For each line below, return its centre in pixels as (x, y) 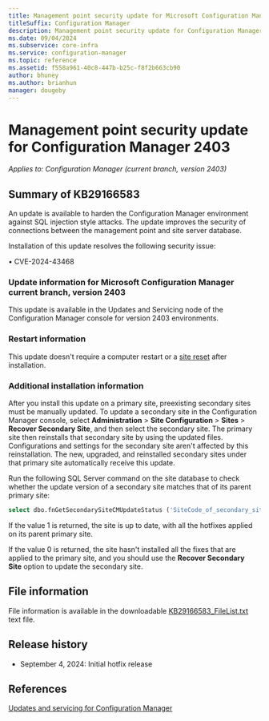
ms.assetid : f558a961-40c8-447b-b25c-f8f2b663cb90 (94, 68)
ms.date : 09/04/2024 (43, 38)
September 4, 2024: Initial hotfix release (86, 664)
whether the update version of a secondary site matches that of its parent (130, 487)
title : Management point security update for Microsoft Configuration (128, 16)
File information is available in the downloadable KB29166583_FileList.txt (128, 610)
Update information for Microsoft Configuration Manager (121, 283)
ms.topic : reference (43, 61)
